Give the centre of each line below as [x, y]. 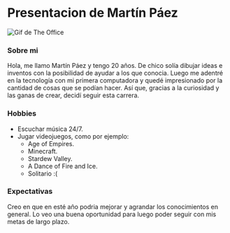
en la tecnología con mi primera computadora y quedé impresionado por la [115, 80]
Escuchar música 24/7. [50, 129]
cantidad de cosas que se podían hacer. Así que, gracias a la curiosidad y [113, 88]
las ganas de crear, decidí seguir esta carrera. [73, 95]
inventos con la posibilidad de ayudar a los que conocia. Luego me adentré [115, 73]
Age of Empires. [51, 143]
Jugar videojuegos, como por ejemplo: [73, 136]
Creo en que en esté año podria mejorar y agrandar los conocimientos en [113, 206]
